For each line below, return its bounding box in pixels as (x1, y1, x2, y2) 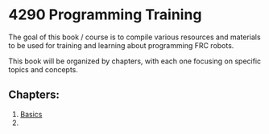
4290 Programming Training (8, 6, 202, 24)
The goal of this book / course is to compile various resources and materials (8, 32, 261, 42)
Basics (19, 109, 43, 119)
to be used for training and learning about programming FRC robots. (8, 40, 234, 50)
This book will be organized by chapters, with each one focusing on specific (8, 56, 262, 66)
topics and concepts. (8, 64, 79, 74)
